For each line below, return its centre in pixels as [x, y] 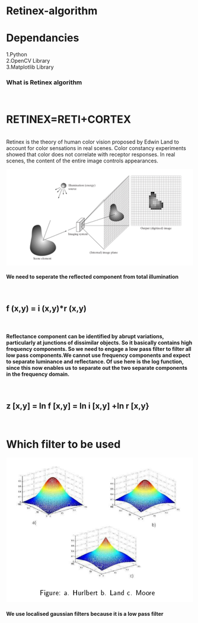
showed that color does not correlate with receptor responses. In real [91, 155]
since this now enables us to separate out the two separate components [97, 368]
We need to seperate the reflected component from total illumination [92, 277]
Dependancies [43, 38]
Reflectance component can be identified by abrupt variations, [85, 337]
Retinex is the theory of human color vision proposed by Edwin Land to [93, 142]
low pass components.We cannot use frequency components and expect [98, 355]
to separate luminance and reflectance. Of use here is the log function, [95, 362]
